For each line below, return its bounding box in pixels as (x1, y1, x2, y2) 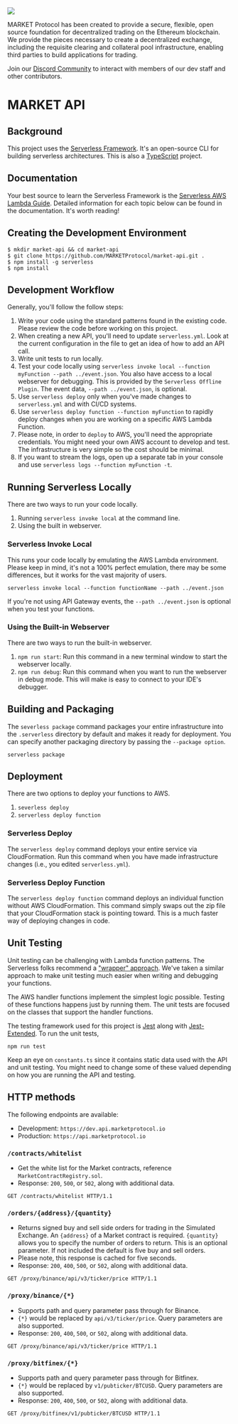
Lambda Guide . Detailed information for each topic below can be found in (7, 199, 222, 207)
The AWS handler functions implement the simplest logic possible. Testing (7, 992, 225, 1001)
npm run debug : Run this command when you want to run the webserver (17, 667, 227, 676)
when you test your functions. (7, 604, 95, 613)
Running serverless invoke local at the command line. (17, 514, 180, 522)
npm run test (7, 1043, 46, 1050)
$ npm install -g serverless (7, 258, 94, 266)
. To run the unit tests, (35, 1029, 99, 1038)
